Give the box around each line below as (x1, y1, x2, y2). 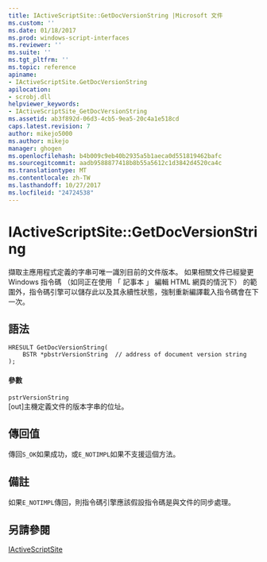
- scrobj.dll (8, 93, 52, 101)
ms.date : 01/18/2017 (8, 26, 77, 34)
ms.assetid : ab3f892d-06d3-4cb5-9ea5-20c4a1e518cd (8, 115, 180, 123)
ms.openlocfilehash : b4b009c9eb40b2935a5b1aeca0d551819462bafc (8, 152, 222, 160)
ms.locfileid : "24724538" (8, 188, 94, 197)
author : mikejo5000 (8, 129, 73, 137)
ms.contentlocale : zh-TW (8, 174, 91, 183)
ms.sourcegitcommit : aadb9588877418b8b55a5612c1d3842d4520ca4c (8, 160, 222, 167)
